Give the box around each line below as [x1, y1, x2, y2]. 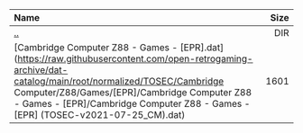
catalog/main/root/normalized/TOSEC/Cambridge [14, 75, 225, 87]
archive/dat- [14, 64, 69, 75]
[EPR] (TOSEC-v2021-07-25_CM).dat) [14, 109, 186, 120]
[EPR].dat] [179, 41, 224, 53]
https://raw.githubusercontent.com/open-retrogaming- [17, 53, 253, 65]
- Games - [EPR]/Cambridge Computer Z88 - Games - [14, 98, 251, 110]
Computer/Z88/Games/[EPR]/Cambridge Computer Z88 [14, 86, 252, 98]
